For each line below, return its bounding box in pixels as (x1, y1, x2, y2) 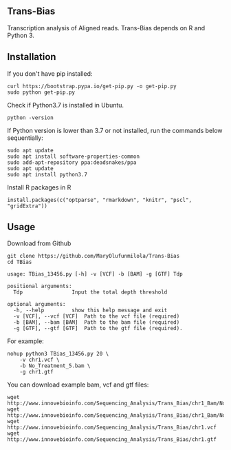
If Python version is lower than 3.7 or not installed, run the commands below (7, 126, 223, 134)
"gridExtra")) (7, 203, 48, 209)
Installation (7, 51, 56, 63)
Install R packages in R (7, 183, 71, 192)
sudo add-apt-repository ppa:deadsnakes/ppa (7, 158, 137, 166)
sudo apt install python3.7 (7, 171, 88, 178)
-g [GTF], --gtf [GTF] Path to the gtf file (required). (13, 325, 184, 332)
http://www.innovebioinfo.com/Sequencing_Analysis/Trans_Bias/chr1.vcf (7, 424, 217, 431)
